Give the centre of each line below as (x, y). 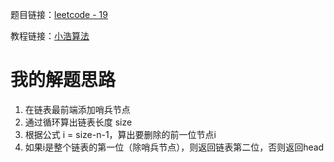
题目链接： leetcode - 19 (59, 14)
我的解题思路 (63, 80)
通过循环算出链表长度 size (78, 122)
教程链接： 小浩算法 (50, 36)
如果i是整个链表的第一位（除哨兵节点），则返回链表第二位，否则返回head (174, 147)
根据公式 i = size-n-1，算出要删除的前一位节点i (120, 134)
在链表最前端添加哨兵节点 (77, 109)
